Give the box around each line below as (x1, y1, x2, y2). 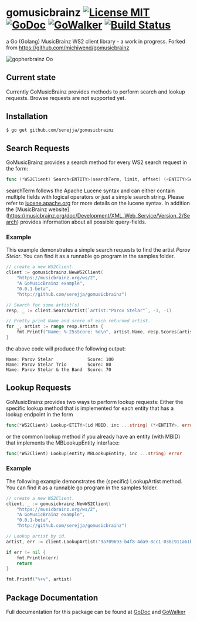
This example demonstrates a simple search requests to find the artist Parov (6, 246, 191, 253)
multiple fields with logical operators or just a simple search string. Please (6, 193, 185, 201)
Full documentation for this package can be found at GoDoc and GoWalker (6, 608, 186, 615)
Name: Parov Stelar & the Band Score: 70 (6, 366, 111, 373)
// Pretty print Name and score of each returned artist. (6, 318, 151, 324)
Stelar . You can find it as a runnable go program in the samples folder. (6, 253, 175, 260)
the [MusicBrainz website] (6, 206, 69, 213)
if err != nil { (6, 549, 46, 555)
